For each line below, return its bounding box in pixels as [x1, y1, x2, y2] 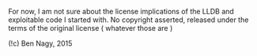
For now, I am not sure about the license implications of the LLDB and [8, 7, 235, 16]
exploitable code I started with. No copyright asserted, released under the [8, 15, 249, 24]
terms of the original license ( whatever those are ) [8, 24, 173, 32]
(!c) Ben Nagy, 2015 [8, 39, 73, 48]
